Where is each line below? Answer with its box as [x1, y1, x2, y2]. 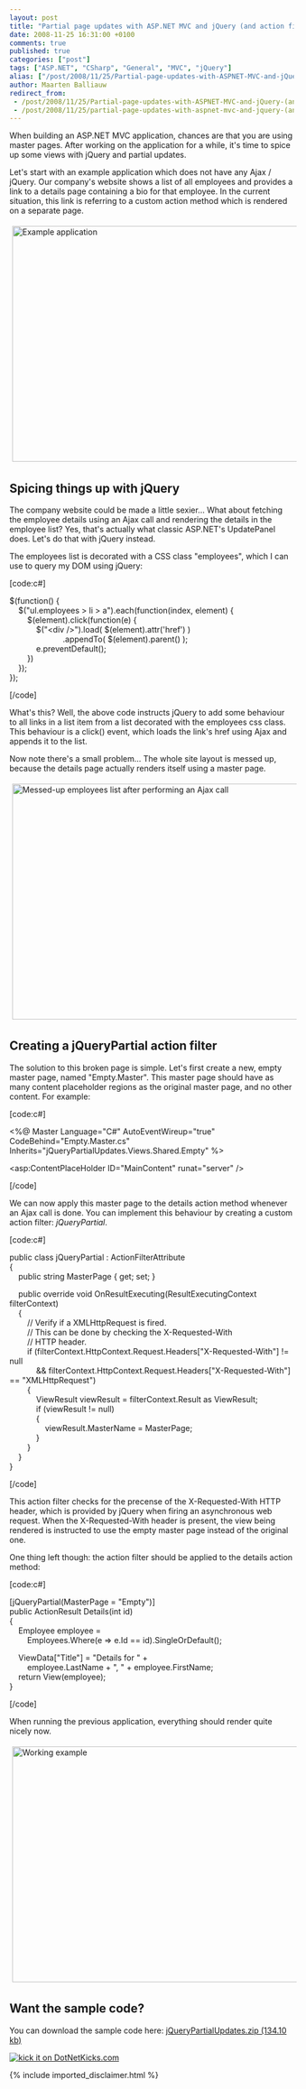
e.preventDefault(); [35, 643, 107, 654]
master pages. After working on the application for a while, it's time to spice [9, 140, 291, 151]
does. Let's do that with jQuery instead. [9, 533, 156, 544]
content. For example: [9, 1091, 91, 1102]
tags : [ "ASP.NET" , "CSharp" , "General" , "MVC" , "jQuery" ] [9, 64, 232, 73]
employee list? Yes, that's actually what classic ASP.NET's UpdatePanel [9, 524, 276, 535]
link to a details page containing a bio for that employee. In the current [9, 186, 271, 197]
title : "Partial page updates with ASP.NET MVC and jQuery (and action [9, 22, 284, 31]
